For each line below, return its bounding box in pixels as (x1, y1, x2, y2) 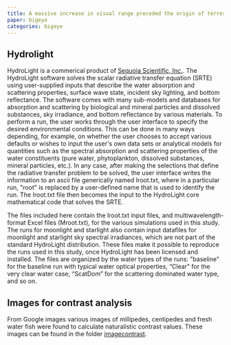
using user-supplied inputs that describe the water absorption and (7, 81, 195, 89)
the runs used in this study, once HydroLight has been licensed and (7, 248, 198, 256)
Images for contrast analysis (7, 297, 133, 309)
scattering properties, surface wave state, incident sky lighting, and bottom (7, 89, 220, 97)
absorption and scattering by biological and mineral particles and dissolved (7, 103, 220, 111)
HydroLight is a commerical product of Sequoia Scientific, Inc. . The (7, 67, 197, 75)
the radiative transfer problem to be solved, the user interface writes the (7, 169, 212, 177)
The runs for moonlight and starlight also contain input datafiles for (7, 226, 197, 234)
